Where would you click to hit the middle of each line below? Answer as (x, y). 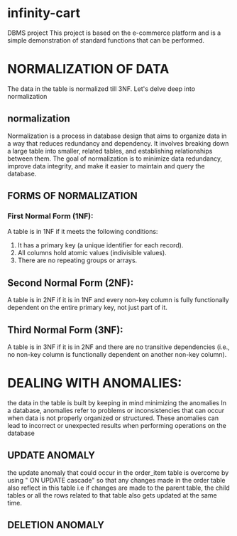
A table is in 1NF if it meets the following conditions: (83, 232)
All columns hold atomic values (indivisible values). (92, 253)
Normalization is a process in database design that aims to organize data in (117, 136)
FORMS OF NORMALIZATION (72, 196)
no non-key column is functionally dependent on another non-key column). (117, 354)
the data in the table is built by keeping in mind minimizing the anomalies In (117, 402)
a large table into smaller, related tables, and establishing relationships (110, 151)
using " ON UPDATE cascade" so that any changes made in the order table (116, 480)
